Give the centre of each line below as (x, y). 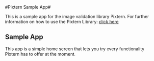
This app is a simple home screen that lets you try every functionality (75, 49)
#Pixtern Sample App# (28, 7)
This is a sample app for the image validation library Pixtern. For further (77, 16)
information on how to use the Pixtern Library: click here (62, 22)
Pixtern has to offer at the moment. (40, 54)
